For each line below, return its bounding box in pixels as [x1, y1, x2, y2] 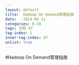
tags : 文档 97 [5, 26, 33, 31]
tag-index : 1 [5, 30, 32, 35]
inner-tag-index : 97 [5, 35, 48, 40]
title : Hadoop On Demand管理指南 [5, 12, 74, 17]
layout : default [5, 7, 39, 12]
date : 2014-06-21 [5, 16, 46, 21]
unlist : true [5, 40, 32, 45]
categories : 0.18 [5, 21, 41, 26]
